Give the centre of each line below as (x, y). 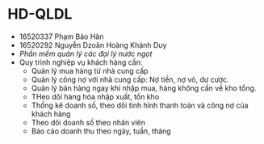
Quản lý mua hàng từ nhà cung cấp (90, 70)
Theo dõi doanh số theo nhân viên (88, 122)
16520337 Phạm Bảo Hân (61, 36)
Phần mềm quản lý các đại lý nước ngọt (86, 53)
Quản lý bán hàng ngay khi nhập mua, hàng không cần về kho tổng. (144, 88)
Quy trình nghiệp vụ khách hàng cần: (81, 62)
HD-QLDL (40, 14)
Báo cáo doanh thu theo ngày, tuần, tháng (101, 131)
